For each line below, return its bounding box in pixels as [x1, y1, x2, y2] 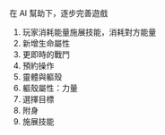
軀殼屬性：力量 [22, 83, 78, 93]
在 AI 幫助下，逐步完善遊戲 [9, 8, 109, 18]
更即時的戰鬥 [22, 49, 70, 60]
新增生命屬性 [22, 38, 70, 48]
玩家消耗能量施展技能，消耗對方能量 [22, 27, 157, 38]
